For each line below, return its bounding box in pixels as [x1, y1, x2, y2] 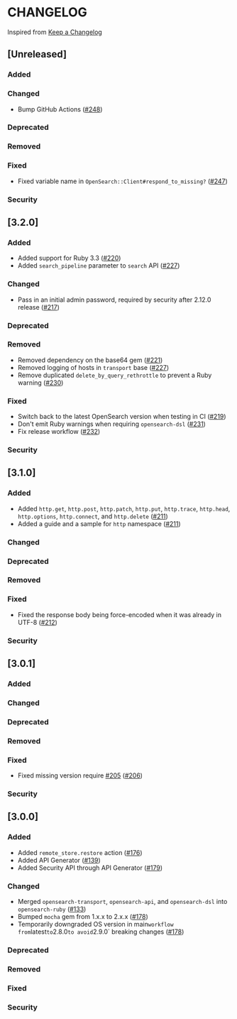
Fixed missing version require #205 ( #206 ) [17, 771, 143, 780]
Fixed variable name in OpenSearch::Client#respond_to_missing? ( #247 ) [17, 177, 228, 185]
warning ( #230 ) [17, 378, 64, 387]
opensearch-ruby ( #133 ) [17, 905, 87, 913]
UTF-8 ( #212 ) [17, 618, 58, 626]
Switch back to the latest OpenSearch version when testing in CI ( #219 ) [17, 413, 226, 421]
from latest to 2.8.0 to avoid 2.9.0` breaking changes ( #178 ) [17, 927, 184, 936]
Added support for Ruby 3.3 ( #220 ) [17, 254, 121, 263]
